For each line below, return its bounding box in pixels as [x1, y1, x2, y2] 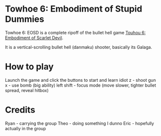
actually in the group [5, 125, 46, 131]
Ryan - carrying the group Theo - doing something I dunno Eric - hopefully [5, 120, 154, 126]
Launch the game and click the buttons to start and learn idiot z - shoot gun [5, 77, 156, 83]
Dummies [5, 14, 45, 25]
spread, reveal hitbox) [5, 87, 49, 93]
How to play [5, 61, 54, 72]
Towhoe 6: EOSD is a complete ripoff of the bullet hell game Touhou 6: [5, 30, 146, 35]
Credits [5, 105, 35, 116]
